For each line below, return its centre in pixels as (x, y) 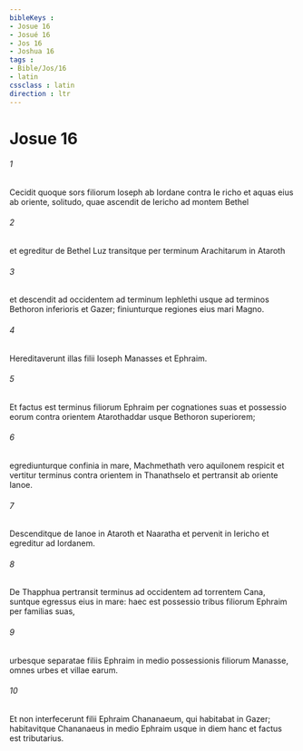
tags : (22, 60)
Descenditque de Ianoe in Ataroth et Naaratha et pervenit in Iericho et (139, 534)
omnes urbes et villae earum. (64, 670)
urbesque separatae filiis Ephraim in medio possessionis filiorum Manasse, (149, 660)
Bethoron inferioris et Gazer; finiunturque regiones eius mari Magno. (137, 309)
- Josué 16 (30, 34)
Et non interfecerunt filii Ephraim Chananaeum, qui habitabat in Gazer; (140, 718)
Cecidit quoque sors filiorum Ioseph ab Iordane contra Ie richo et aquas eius (151, 192)
